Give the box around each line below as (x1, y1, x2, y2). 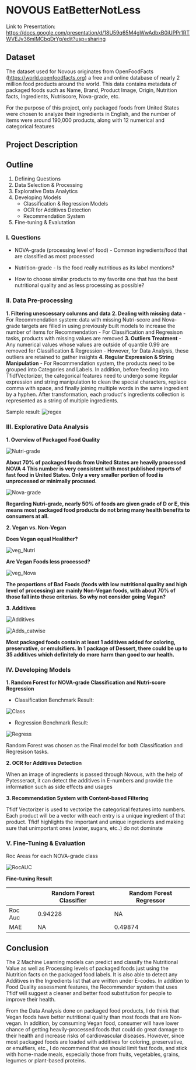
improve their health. (6, 996, 56, 1003)
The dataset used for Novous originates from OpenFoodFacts (6, 68, 153, 75)
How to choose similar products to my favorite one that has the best (14, 276, 178, 283)
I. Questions (6, 233, 41, 241)
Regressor (136, 897, 166, 905)
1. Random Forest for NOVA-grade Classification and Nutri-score (6, 679, 166, 686)
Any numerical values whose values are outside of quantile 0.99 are (6, 341, 169, 348)
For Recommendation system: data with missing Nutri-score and (6, 316, 161, 323)
